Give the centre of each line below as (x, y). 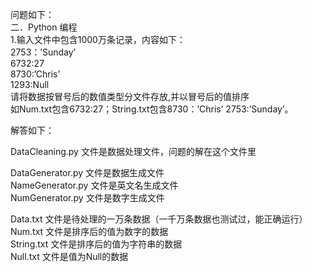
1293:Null (30, 84)
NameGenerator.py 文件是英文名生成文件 (94, 185)
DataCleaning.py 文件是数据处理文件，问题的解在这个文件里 (133, 151)
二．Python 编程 (44, 27)
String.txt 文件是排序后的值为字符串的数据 (96, 244)
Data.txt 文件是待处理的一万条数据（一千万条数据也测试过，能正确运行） (159, 219)
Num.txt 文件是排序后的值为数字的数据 (89, 231)
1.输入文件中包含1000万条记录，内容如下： (98, 39)
